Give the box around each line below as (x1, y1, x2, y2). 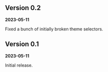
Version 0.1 (5, 40, 39, 48)
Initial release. (5, 62, 33, 68)
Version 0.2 (5, 4, 41, 12)
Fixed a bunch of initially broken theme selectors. (5, 26, 103, 32)
